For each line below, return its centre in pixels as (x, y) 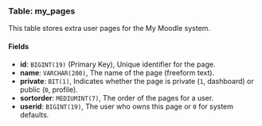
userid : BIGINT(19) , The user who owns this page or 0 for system (126, 106)
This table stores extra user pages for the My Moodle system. (109, 29)
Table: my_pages (42, 11)
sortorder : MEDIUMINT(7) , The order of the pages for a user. (117, 97)
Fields (19, 46)
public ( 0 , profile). (49, 90)
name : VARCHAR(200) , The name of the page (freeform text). (117, 72)
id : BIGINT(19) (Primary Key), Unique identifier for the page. (117, 64)
